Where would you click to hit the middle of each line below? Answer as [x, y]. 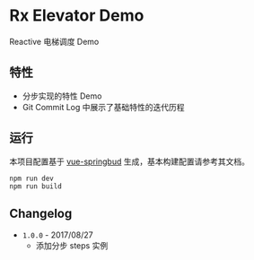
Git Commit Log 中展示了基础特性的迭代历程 [104, 107]
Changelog [41, 213]
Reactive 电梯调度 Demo [54, 41]
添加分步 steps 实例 [72, 246]
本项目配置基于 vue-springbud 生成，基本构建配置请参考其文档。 [129, 161]
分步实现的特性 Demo [62, 96]
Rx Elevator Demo [77, 16]
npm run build [36, 186]
